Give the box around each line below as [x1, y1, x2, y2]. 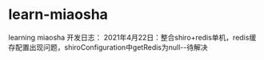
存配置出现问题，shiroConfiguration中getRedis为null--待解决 [8, 42, 208, 52]
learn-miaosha [8, 6, 108, 24]
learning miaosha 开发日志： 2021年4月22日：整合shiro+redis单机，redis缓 [8, 32, 257, 42]
